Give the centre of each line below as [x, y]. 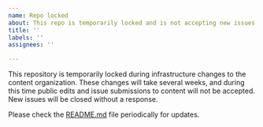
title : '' [24, 30]
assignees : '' [31, 45]
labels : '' [26, 37]
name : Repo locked [38, 15]
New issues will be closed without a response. [83, 99]
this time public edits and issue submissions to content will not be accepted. [132, 91]
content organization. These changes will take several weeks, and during [127, 83]
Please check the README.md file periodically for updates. [104, 114]
